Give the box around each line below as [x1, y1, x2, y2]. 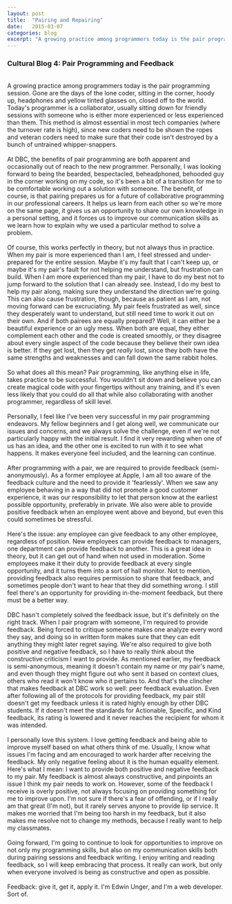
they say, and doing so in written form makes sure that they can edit [7, 633, 200, 641]
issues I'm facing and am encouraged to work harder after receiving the [7, 750, 212, 759]
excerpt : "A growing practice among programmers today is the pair [7, 36, 206, 43]
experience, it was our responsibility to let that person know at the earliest [7, 493, 218, 501]
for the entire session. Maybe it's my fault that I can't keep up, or [35, 258, 219, 266]
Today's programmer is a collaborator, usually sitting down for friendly [7, 104, 207, 112]
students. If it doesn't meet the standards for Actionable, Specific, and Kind [7, 706, 222, 714]
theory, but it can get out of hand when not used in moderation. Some [7, 552, 206, 560]
